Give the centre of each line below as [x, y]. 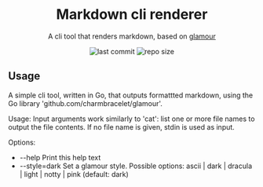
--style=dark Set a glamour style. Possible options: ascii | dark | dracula [136, 166]
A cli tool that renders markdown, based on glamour [132, 36]
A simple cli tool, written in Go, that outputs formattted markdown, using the [131, 95]
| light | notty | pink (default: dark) [74, 174]
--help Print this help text [60, 157]
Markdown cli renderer [132, 15]
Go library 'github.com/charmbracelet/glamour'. [86, 103]
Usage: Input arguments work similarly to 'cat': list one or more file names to [131, 119]
